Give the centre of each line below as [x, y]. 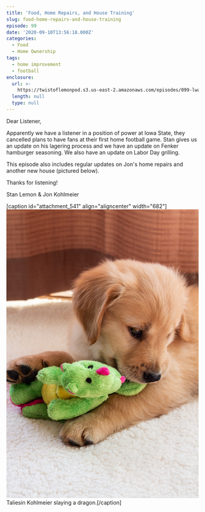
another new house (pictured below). [53, 170]
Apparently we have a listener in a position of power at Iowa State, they [96, 133]
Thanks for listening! [32, 182]
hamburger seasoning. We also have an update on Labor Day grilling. [93, 152]
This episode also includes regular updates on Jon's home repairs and [95, 164]
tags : [13, 58]
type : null [26, 103]
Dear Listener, [24, 121]
